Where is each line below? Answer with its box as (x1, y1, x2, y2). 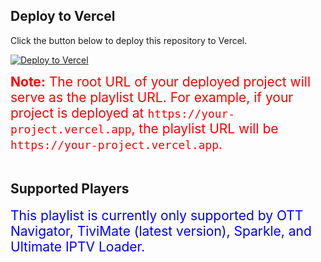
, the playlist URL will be (131, 120, 279, 137)
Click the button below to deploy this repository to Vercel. (10, 34, 248, 46)
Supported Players (10, 180, 130, 198)
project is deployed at (10, 104, 145, 121)
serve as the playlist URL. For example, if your (10, 89, 294, 106)
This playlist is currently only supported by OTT (10, 207, 304, 224)
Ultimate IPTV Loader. (10, 238, 146, 255)
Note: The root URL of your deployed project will (10, 73, 312, 90)
